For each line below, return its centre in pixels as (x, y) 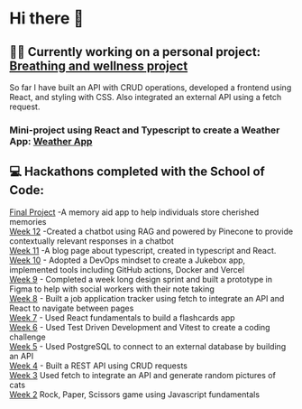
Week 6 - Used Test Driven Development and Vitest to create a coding (140, 327)
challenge (28, 337)
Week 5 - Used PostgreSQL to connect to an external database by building (148, 346)
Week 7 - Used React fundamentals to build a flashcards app (123, 317)
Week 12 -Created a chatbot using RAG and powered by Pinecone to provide (151, 231)
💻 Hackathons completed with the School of (137, 172)
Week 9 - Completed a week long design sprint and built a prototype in (141, 279)
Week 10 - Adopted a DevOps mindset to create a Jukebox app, (128, 260)
